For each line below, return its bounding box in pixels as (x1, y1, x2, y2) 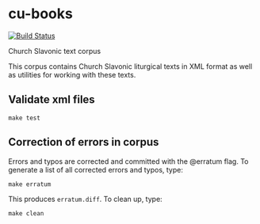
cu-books (8, 5, 73, 23)
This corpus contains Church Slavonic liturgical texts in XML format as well (8, 61, 253, 71)
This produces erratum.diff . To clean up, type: (8, 194, 162, 203)
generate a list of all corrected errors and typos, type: (8, 165, 184, 174)
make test (8, 114, 41, 122)
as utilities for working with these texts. (8, 70, 136, 79)
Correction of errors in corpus (8, 135, 159, 149)
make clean (8, 209, 44, 218)
